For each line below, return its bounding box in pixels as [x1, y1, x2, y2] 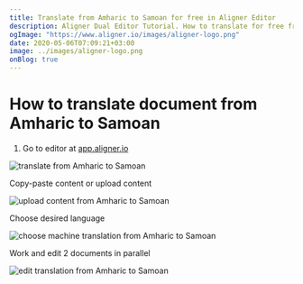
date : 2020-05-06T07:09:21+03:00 [9, 38, 135, 48]
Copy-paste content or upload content [9, 178, 152, 188]
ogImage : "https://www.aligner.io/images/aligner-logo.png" [9, 30, 241, 39]
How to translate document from [9, 94, 258, 115]
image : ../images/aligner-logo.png [9, 47, 143, 56]
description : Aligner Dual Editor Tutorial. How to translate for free [9, 22, 284, 31]
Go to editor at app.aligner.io [22, 142, 129, 153]
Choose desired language [9, 213, 106, 224]
